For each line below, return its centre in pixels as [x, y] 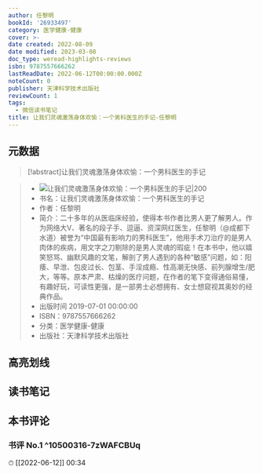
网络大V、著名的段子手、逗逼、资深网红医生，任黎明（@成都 [144, 228]
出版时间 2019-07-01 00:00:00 [89, 306]
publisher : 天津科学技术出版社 [54, 88]
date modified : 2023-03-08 [52, 52]
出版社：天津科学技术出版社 [84, 335]
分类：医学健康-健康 [72, 326]
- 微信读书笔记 [37, 111]
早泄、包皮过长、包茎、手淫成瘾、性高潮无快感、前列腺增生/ [151, 267]
